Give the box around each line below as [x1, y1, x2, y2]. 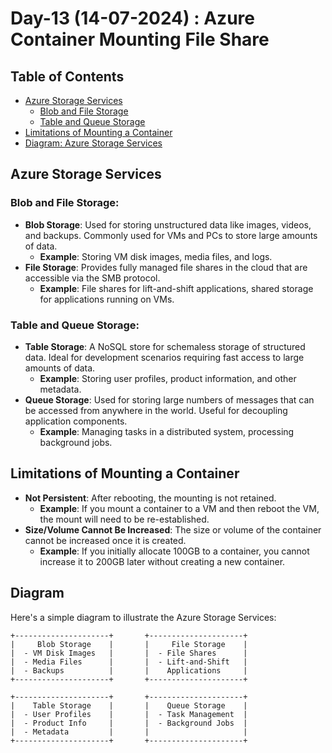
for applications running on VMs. [39, 293, 175, 305]
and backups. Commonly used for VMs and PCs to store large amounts [24, 229, 318, 241]
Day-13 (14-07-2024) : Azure [10, 7, 255, 30]
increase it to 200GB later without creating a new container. [39, 555, 286, 567]
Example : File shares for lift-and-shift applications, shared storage [39, 282, 314, 294]
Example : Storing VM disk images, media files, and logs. [39, 250, 273, 262]
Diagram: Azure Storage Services [24, 137, 163, 149]
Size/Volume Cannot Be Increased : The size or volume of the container [24, 523, 322, 536]
